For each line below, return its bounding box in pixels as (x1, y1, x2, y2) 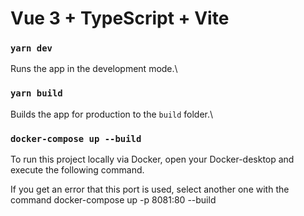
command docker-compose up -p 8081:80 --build (10, 194, 217, 206)
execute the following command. (10, 164, 145, 176)
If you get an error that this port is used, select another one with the (10, 183, 290, 196)
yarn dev (10, 43, 53, 54)
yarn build (10, 88, 63, 99)
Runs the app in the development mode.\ (10, 63, 178, 75)
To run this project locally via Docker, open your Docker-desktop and (10, 153, 295, 166)
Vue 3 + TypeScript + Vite (10, 7, 230, 30)
